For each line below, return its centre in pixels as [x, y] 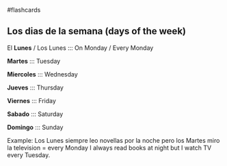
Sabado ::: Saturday [35, 114]
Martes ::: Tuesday [34, 61]
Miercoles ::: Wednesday [43, 74]
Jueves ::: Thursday [35, 87]
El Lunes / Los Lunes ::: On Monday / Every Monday [80, 48]
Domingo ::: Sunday [35, 127]
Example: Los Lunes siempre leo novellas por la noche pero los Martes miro [113, 140]
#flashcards [24, 10]
